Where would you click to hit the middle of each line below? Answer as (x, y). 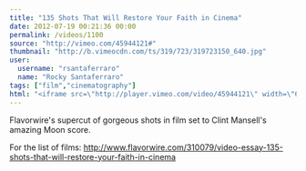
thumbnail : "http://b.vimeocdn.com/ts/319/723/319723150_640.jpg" (138, 52)
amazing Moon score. (50, 129)
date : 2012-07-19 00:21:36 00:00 (73, 26)
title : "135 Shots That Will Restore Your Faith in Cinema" (126, 18)
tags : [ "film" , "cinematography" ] (73, 85)
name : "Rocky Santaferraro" (71, 77)
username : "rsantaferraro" (69, 69)
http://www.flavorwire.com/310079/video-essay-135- (184, 147)
